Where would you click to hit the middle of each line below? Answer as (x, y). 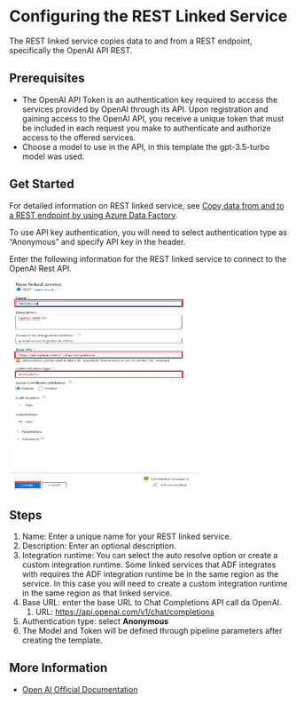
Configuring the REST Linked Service (148, 16)
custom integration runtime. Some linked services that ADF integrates (149, 565)
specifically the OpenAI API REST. (71, 50)
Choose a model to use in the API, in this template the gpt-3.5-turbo (146, 146)
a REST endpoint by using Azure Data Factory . (93, 215)
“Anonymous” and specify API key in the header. (97, 241)
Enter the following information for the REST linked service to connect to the (148, 258)
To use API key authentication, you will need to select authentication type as (148, 232)
